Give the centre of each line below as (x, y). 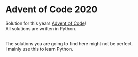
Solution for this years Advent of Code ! (46, 23)
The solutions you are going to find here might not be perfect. (69, 43)
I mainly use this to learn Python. (39, 49)
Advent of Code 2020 (51, 9)
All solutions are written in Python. (41, 28)
